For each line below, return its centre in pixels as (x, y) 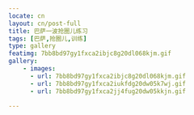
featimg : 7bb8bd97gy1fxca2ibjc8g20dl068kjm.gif (90, 53)
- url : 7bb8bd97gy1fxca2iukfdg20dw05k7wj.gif (108, 83)
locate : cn (27, 16)
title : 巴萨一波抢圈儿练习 (48, 31)
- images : (40, 69)
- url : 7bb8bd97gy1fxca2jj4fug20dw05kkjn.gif (108, 91)
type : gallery (32, 46)
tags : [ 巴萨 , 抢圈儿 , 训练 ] (48, 38)
